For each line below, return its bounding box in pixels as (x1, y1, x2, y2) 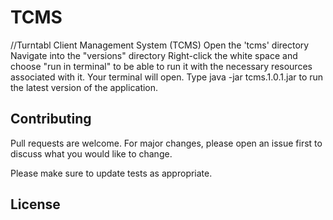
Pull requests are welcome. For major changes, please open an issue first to (10, 137, 323, 149)
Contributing (10, 111, 92, 128)
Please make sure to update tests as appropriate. (10, 167, 213, 179)
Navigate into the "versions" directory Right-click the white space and (10, 49, 298, 61)
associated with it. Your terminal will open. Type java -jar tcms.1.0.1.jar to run (10, 71, 324, 83)
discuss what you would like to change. (10, 147, 173, 160)
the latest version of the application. (10, 81, 159, 93)
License (10, 196, 61, 213)
